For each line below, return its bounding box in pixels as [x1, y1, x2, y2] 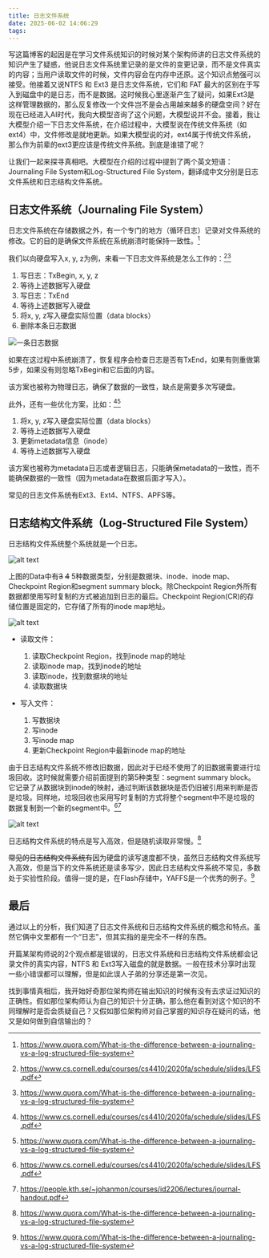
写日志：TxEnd [19, 290, 70, 300]
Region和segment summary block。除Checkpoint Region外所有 [47, 581, 258, 590]
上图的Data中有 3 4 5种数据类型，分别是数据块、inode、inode [8, 571, 211, 581]
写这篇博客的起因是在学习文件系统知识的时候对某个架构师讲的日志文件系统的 [8, 50, 261, 59]
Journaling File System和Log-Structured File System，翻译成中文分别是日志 [8, 167, 259, 177]
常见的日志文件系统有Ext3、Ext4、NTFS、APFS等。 [8, 490, 180, 500]
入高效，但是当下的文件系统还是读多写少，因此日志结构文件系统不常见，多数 [8, 863, 261, 873]
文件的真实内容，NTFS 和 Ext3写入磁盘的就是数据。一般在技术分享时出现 [14, 959, 256, 968]
